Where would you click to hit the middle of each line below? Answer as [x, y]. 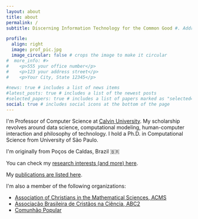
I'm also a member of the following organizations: [66, 186]
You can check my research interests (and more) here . [72, 163]
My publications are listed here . [44, 174]
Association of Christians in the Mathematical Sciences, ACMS [90, 197]
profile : [17, 39]
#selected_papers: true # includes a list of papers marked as [85, 99]
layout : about [24, 12]
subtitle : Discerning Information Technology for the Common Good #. [93, 28]
